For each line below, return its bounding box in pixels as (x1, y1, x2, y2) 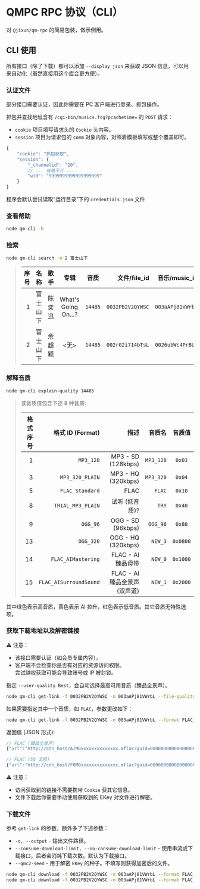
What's (59, 295, 80, 304)
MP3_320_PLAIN (60, 474, 100, 481)
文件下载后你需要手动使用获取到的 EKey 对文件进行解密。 (14, 794, 156, 801)
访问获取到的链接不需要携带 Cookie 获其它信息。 (14, 787, 133, 794)
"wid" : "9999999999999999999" (27, 173, 102, 179)
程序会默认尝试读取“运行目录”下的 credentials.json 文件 (6, 196, 145, 203)
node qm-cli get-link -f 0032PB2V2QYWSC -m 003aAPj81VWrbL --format (6, 717, 180, 723)
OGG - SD (110, 516, 140, 525)
